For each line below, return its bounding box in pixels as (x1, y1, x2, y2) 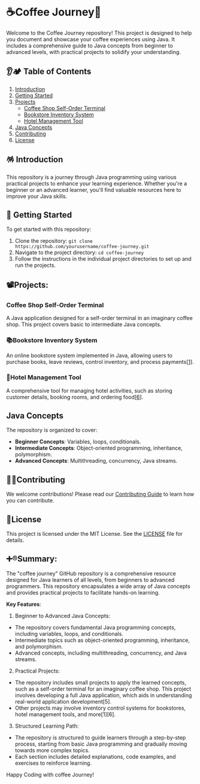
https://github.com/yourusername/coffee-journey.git (14, 244, 150, 250)
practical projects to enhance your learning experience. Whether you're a (6, 180, 187, 187)
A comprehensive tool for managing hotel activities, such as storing (6, 387, 172, 394)
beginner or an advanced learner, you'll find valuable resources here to (6, 186, 181, 193)
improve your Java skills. (6, 192, 68, 200)
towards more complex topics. (14, 746, 90, 753)
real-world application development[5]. (14, 698, 112, 705)
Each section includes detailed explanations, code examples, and (14, 753, 176, 760)
